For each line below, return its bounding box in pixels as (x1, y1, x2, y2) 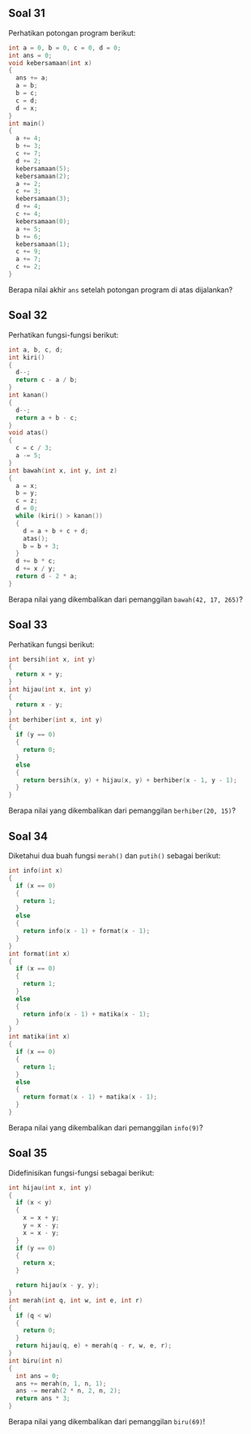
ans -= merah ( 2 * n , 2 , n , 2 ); (15, 1387, 121, 1395)
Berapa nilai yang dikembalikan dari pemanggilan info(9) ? (8, 1122, 204, 1132)
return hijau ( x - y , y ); (15, 1281, 100, 1289)
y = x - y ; (23, 1221, 60, 1229)
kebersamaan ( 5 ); (15, 164, 70, 173)
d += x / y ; (15, 564, 57, 573)
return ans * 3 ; (15, 1394, 70, 1403)
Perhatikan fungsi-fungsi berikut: (8, 330, 119, 339)
